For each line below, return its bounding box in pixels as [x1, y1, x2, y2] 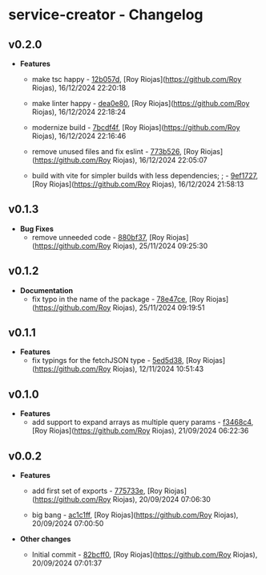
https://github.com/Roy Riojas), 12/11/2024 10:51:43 [34, 364, 204, 374]
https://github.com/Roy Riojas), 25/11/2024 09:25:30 [34, 241, 208, 251]
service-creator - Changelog [8, 6, 204, 24]
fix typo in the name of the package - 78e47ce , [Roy [31, 294, 204, 304]
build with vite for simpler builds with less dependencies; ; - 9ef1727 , [31, 171, 259, 180]
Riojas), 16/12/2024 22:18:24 [31, 107, 127, 116]
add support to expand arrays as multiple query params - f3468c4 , [31, 418, 254, 427]
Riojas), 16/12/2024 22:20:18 [31, 83, 127, 92]
